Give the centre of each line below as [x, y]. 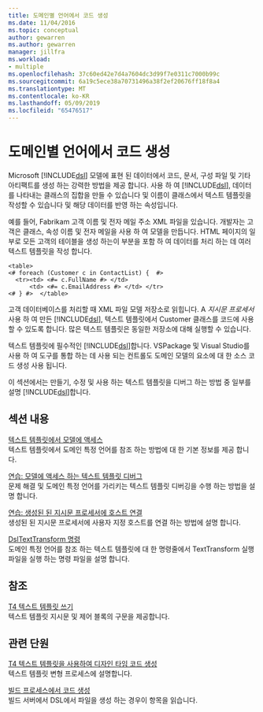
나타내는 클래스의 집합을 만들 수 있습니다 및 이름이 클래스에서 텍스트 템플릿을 [134, 195]
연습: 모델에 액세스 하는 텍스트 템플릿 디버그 [76, 476]
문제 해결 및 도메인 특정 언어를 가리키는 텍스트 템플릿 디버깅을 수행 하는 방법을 [128, 486]
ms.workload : [30, 60]
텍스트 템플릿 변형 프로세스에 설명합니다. [70, 673]
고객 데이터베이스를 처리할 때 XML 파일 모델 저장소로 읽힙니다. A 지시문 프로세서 [131, 309]
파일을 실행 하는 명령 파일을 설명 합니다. [69, 558]
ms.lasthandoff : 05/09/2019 [54, 103]
